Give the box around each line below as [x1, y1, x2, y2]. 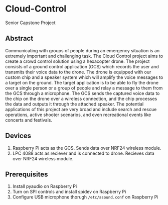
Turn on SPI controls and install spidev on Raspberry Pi [12, 189, 126, 195]
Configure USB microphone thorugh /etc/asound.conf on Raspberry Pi [12, 194, 158, 200]
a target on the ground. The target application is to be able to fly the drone [5, 79, 159, 85]
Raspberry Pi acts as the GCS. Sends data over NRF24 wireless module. [12, 145, 161, 151]
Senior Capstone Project [5, 20, 56, 26]
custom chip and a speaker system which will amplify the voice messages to [5, 74, 163, 80]
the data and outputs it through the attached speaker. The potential [5, 101, 144, 107]
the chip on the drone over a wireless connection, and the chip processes [5, 95, 157, 101]
